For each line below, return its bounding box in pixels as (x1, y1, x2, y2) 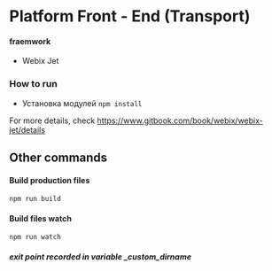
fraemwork (9, 35, 51, 46)
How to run (9, 78, 58, 90)
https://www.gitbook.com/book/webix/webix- (97, 115, 263, 126)
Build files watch (9, 213, 73, 223)
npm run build (9, 195, 62, 204)
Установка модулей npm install (21, 97, 143, 108)
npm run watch (9, 233, 62, 242)
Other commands (9, 151, 108, 166)
